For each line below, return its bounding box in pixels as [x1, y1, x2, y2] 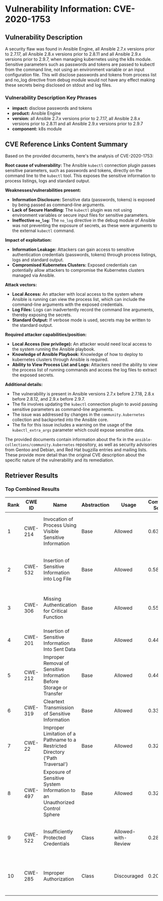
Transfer [43, 690, 63, 697]
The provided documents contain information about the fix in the [5, 437, 134, 442]
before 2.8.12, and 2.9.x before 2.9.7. [12, 396, 85, 402]
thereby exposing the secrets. [12, 312, 72, 318]
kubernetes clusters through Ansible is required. [12, 356, 109, 363]
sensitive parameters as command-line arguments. [12, 406, 114, 412]
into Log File [43, 575, 71, 582]
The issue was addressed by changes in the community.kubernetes [12, 412, 145, 418]
